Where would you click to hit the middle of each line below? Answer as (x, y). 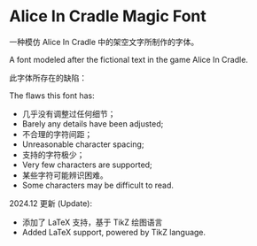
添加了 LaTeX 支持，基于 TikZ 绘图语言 (92, 222)
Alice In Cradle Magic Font (108, 16)
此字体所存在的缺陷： (48, 78)
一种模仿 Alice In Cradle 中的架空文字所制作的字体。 (104, 42)
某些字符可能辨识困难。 (65, 175)
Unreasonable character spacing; (83, 144)
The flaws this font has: (52, 96)
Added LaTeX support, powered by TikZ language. (114, 232)
